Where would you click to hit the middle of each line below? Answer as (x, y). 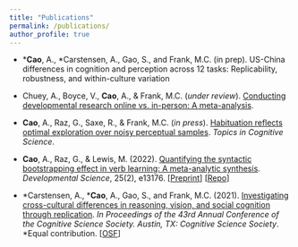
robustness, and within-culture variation (96, 79)
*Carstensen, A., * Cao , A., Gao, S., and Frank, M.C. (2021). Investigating (155, 196)
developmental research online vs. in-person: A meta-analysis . (138, 106)
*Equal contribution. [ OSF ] (71, 234)
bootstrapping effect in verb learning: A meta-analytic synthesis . (141, 169)
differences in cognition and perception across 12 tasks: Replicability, (150, 69)
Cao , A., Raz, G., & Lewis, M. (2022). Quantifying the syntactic (137, 159)
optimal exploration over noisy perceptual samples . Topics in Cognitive (153, 132)
